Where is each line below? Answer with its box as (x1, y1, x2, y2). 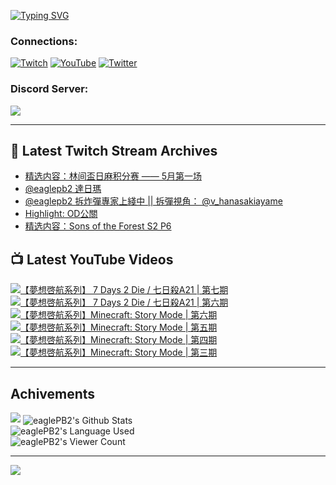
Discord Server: (10, 82, 89, 96)
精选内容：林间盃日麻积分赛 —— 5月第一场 (24, 170, 202, 182)
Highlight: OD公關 (24, 208, 98, 220)
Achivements (10, 385, 96, 402)
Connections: (10, 34, 78, 48)
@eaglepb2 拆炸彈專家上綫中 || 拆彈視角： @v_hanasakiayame (24, 195, 283, 207)
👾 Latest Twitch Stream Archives (10, 142, 218, 159)
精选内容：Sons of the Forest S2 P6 (24, 220, 172, 232)
